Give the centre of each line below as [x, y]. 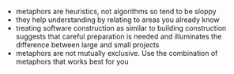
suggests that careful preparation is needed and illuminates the [119, 36]
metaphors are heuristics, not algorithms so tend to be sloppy [116, 11]
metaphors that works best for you [72, 61]
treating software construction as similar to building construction [121, 28]
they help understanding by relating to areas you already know [117, 20]
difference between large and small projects [87, 45]
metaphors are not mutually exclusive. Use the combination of [117, 53]
